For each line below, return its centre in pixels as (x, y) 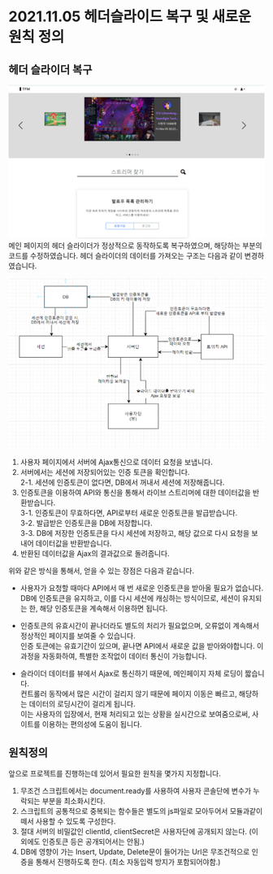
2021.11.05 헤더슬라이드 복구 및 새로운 (130, 17)
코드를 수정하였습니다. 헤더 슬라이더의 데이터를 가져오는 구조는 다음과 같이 (126, 256)
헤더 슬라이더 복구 (50, 70)
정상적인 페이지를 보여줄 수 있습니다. (78, 636)
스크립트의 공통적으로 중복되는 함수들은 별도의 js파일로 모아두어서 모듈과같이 (141, 811)
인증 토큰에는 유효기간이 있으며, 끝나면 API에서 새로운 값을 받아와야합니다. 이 (142, 646)
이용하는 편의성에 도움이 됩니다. (92, 724)
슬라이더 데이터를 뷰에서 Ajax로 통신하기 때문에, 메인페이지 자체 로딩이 (132, 674)
